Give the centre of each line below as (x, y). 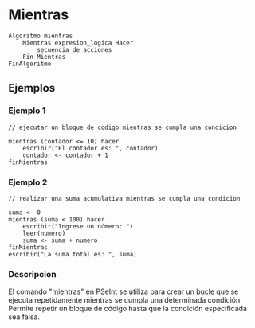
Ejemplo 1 (27, 111)
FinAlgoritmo (30, 64)
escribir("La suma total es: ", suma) (73, 254)
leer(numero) (44, 233)
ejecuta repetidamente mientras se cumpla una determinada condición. (125, 300)
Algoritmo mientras (41, 36)
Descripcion (33, 274)
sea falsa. (24, 317)
